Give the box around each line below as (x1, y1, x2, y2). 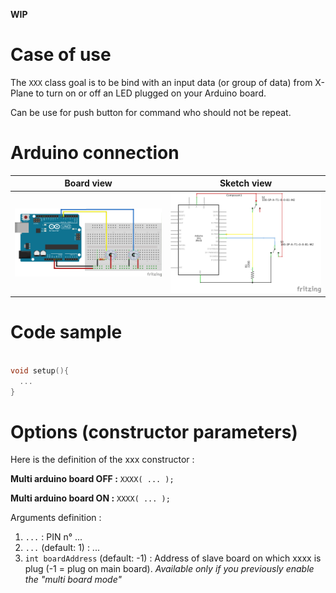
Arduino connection (10, 142, 180, 164)
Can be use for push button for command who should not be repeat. (10, 106, 292, 118)
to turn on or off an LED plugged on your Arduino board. (35, 87, 267, 99)
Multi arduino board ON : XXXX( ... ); (10, 492, 171, 504)
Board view (64, 177, 113, 189)
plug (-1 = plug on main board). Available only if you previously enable (24, 563, 315, 575)
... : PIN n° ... (24, 531, 83, 543)
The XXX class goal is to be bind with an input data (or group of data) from (10, 76, 313, 88)
